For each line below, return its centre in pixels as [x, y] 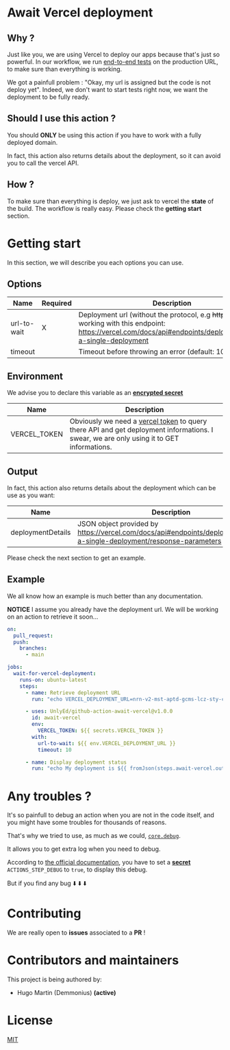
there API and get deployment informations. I [141, 430]
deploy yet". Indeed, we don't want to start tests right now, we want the [108, 90]
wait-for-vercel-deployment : [55, 674]
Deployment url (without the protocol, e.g [144, 315]
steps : [29, 686]
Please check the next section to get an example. [76, 558]
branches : [34, 648]
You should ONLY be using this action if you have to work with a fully [104, 135]
